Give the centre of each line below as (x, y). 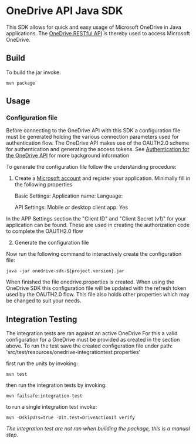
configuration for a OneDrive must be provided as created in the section (93, 340)
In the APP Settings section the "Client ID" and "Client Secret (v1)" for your (96, 219)
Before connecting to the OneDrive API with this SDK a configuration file (93, 131)
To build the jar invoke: (33, 72)
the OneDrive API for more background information (68, 156)
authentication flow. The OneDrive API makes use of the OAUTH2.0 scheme (98, 143)
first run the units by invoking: (42, 363)
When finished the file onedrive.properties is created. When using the (90, 282)
